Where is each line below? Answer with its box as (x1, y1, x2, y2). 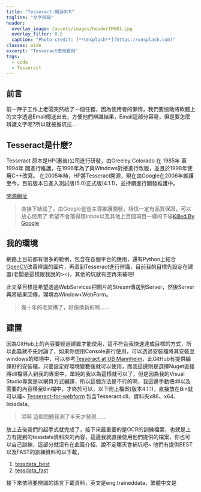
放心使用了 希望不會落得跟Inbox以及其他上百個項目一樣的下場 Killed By (20, 213, 195, 220)
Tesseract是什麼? (6, 140, 73, 150)
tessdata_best (14, 460, 50, 467)
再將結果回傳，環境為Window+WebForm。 (6, 291, 112, 298)
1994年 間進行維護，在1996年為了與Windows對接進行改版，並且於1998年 (6, 165, 188, 171)
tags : (6, 54, 20, 60)
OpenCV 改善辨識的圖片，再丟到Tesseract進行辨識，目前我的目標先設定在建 (6, 263, 194, 270)
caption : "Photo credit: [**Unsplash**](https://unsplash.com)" (11, 37, 176, 43)
